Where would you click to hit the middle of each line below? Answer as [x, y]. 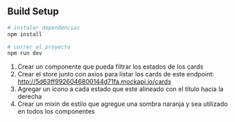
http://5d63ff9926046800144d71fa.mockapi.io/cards [94, 82]
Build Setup [33, 12]
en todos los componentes [56, 111]
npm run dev [25, 53]
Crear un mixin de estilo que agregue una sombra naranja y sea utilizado [122, 104]
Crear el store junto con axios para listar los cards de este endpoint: [116, 74]
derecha [30, 97]
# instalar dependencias [44, 27]
